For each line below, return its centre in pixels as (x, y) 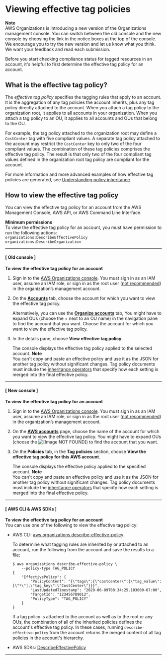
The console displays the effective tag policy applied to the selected (82, 348)
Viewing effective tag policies (68, 9)
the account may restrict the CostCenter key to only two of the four (73, 144)
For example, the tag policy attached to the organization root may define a (81, 133)
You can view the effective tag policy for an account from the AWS (73, 207)
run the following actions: (31, 232)
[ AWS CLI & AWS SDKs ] (31, 509)
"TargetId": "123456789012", (61, 594)
